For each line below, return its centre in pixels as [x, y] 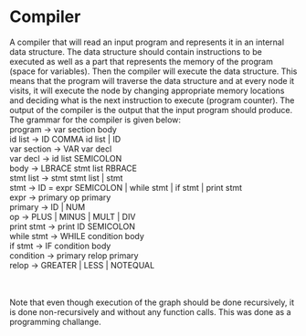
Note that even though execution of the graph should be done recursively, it [152, 302]
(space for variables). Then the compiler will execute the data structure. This [153, 71]
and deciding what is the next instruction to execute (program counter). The [152, 100]
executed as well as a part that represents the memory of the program [142, 61]
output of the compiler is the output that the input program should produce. [151, 110]
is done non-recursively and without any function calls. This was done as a [150, 311]
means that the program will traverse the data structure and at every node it [152, 80]
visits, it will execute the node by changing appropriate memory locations [147, 90]
